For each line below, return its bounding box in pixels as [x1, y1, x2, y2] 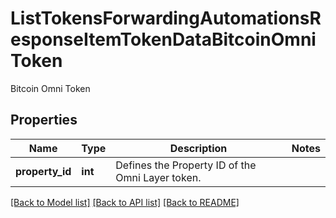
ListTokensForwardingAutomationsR [10, 7, 322, 30]
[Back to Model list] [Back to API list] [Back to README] [10, 196, 240, 208]
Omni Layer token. [115, 170, 202, 184]
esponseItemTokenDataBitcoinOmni [10, 28, 317, 51]
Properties [10, 112, 78, 129]
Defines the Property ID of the [115, 158, 257, 172]
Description [169, 141, 228, 155]
